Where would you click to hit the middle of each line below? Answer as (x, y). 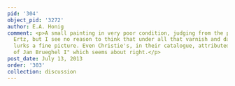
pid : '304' (23, 14)
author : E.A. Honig (36, 26)
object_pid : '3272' (36, 20)
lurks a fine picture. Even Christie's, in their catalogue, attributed (122, 46)
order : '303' (26, 65)
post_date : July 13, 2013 (45, 59)
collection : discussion (42, 71)
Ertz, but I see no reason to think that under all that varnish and (117, 40)
